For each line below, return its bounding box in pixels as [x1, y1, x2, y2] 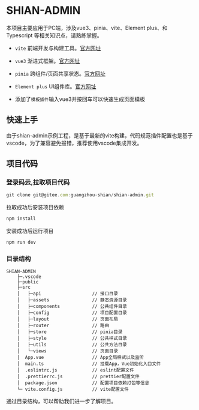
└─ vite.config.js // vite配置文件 [17, 387, 129, 393]
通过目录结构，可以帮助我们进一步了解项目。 [6, 397, 117, 405]
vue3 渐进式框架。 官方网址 [14, 57, 80, 64]
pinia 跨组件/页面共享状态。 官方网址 [14, 70, 106, 77]
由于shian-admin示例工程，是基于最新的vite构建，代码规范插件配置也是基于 [6, 131, 193, 139]
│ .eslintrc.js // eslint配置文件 [17, 367, 135, 373]
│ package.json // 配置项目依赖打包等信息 [17, 380, 150, 386]
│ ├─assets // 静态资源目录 [17, 297, 127, 303]
